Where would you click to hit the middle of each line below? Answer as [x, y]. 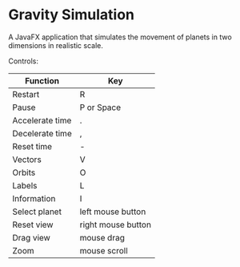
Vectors [27, 160]
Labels [25, 185]
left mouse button [113, 212]
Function [42, 80]
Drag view [31, 237]
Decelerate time [42, 133]
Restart [26, 94]
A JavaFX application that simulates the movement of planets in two [120, 37]
